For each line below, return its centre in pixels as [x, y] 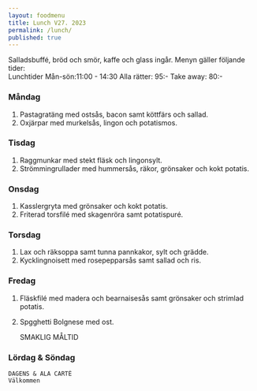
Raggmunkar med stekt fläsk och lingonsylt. [91, 160]
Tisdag [22, 143]
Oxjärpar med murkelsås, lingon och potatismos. [98, 122]
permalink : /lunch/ [40, 30]
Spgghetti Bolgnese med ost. [67, 322]
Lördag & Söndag [42, 357]
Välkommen [24, 381]
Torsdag [24, 235]
